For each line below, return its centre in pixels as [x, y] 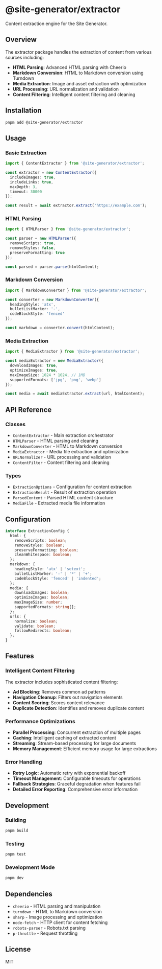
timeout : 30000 [26, 192]
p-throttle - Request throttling [45, 933]
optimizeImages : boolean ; [42, 597]
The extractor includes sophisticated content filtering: [62, 682]
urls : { [18, 616]
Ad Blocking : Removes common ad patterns [59, 691]
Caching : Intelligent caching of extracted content [64, 738]
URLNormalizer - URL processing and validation [62, 457]
